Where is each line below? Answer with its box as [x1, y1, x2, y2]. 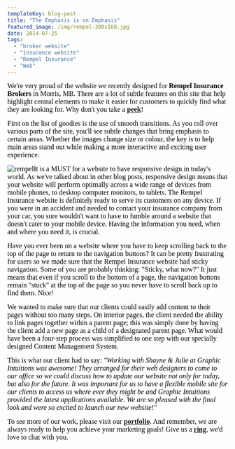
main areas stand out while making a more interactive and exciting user [7, 143, 207, 151]
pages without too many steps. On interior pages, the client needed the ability [7, 311, 224, 319]
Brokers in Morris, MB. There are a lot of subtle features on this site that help [7, 89, 226, 98]
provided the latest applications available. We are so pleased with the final [7, 395, 216, 404]
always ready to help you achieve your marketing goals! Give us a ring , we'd [7, 425, 223, 434]
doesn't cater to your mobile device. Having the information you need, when [7, 220, 220, 228]
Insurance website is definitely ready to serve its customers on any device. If [7, 196, 222, 204]
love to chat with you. [7, 433, 69, 441]
